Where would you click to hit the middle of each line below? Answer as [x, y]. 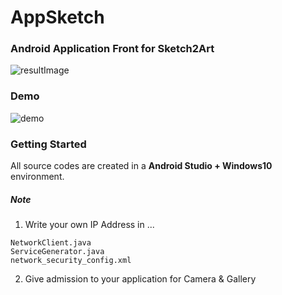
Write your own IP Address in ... [89, 225]
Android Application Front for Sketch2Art [112, 49]
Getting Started [48, 144]
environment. [37, 177]
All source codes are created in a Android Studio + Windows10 [141, 166]
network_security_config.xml [71, 261]
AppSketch [57, 17]
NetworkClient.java [51, 243]
